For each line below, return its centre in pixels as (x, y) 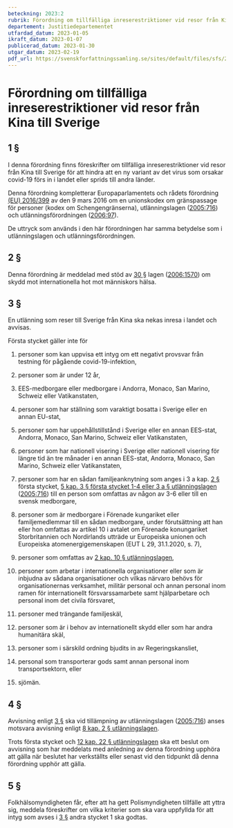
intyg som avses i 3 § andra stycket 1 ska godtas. (78, 817)
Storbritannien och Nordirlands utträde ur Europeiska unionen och (112, 537)
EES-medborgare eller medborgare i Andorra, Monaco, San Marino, (114, 388)
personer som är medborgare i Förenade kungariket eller (99, 515)
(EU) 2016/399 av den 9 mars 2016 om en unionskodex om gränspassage (112, 200)
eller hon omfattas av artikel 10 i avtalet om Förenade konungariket (113, 529)
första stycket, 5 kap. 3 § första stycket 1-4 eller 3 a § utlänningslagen (117, 487)
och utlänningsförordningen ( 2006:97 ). (63, 215)
